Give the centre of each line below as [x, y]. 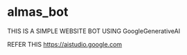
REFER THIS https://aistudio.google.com [65, 44]
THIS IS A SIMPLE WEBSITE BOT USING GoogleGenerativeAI [94, 31]
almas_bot [38, 12]
